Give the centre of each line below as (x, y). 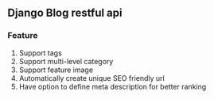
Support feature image (56, 70)
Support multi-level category (66, 61)
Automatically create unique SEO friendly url (91, 78)
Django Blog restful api (65, 13)
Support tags (41, 53)
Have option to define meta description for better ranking (113, 86)
